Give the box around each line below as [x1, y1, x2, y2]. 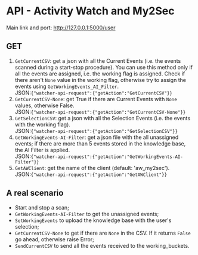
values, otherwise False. [14, 102, 75, 109]
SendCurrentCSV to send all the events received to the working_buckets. [14, 242, 190, 249]
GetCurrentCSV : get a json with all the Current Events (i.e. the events [14, 57, 181, 64]
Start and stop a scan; [14, 204, 70, 211]
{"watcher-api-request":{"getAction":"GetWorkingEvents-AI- [30, 154, 184, 160]
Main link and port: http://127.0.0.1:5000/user [6, 24, 116, 31]
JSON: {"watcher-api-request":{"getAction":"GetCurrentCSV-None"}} [14, 108, 186, 115]
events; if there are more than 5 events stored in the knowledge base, [14, 139, 186, 147]
